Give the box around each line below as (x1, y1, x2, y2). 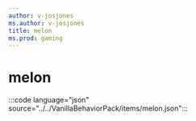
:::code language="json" (8, 95, 90, 105)
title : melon (8, 26, 52, 34)
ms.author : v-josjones (8, 19, 85, 27)
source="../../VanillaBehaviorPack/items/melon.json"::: (8, 103, 188, 113)
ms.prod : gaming (8, 34, 63, 42)
